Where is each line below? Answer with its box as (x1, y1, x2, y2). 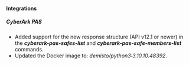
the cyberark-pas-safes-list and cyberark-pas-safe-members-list (14, 39, 182, 47)
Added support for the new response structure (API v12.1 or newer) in (14, 33, 184, 40)
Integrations (6, 5, 37, 12)
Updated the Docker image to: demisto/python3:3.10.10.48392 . (14, 52, 167, 59)
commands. (14, 45, 44, 53)
